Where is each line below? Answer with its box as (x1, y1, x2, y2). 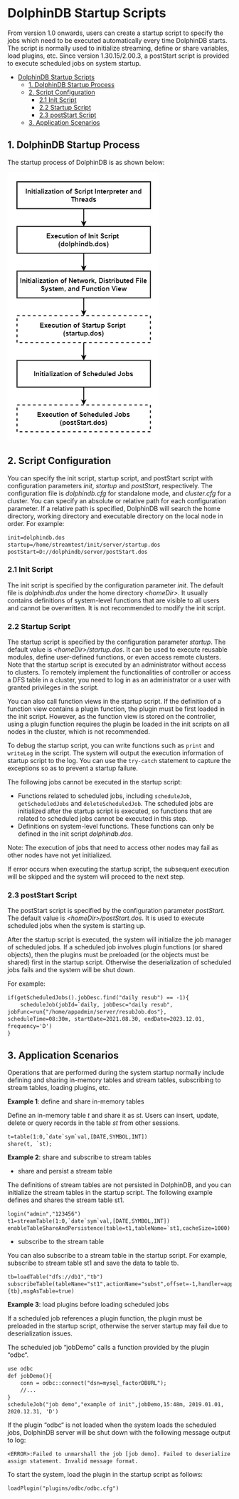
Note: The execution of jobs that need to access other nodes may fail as (7, 844, 219, 852)
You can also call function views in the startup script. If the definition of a (7, 697, 222, 706)
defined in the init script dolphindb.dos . (17, 829, 133, 838)
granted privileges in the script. (7, 683, 100, 692)
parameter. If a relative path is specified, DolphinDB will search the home (7, 504, 221, 513)
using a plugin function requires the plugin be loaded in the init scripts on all (7, 720, 230, 729)
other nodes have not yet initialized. (7, 851, 112, 859)
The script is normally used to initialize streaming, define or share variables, (7, 44, 230, 52)
